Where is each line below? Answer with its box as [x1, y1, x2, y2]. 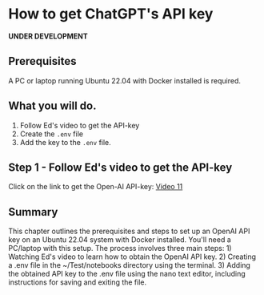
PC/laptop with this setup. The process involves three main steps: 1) [8, 244, 232, 253]
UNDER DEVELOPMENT [8, 31, 88, 41]
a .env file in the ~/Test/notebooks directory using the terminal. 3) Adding [8, 261, 250, 270]
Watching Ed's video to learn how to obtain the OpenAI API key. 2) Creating [8, 252, 257, 261]
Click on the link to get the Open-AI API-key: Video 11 [8, 182, 183, 192]
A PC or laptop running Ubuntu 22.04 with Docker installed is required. [8, 75, 242, 85]
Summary [8, 205, 58, 219]
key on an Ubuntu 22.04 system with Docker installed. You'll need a [8, 235, 232, 244]
